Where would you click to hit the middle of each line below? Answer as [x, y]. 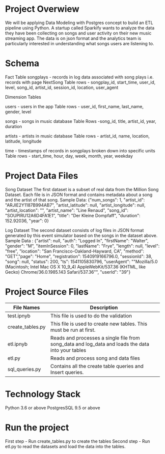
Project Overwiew [42, 9]
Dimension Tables [23, 97]
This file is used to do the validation [91, 315]
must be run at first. [73, 330]
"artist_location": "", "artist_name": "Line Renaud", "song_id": [67, 210]
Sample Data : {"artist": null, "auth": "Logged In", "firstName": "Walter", [77, 241]
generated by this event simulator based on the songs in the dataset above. [82, 235]
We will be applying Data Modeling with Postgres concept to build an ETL [79, 23]
